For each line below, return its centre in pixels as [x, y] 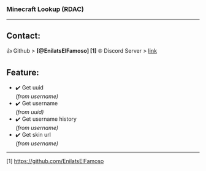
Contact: [24, 36]
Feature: [23, 72]
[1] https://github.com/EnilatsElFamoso [55, 161]
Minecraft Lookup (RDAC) [45, 9]
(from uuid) [29, 112]
